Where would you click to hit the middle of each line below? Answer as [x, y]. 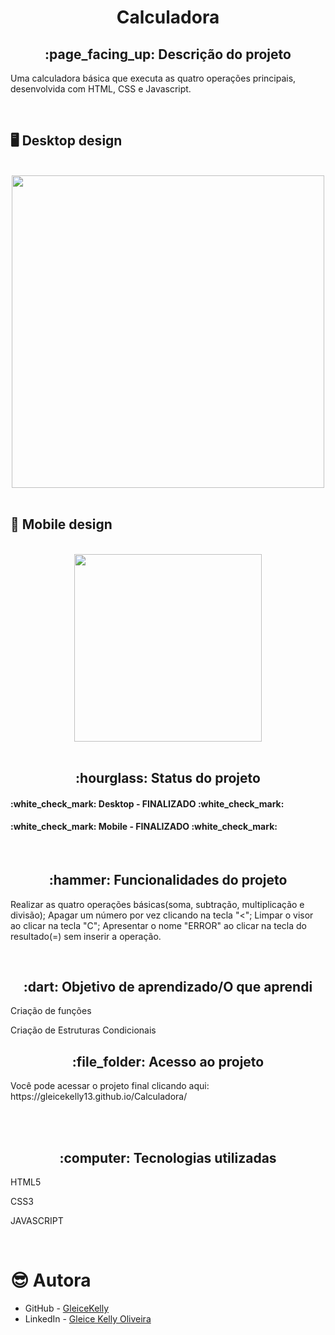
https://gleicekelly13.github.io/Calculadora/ [99, 1097]
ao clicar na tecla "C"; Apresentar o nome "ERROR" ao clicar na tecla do [158, 925]
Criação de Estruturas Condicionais [83, 1030]
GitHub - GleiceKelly [67, 1308]
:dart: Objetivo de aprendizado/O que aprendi [168, 987]
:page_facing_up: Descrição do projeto [168, 54]
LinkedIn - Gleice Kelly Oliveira [88, 1319]
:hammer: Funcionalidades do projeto [168, 880]
